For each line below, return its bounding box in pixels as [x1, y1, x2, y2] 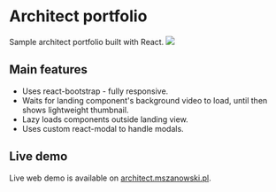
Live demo [9, 149, 68, 165]
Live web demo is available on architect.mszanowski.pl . [9, 173, 211, 183]
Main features [9, 62, 88, 77]
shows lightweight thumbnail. [21, 104, 129, 115]
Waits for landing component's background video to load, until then [21, 95, 268, 105]
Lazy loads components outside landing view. [21, 113, 188, 125]
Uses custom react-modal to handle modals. [21, 123, 184, 134]
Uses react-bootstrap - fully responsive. [21, 86, 169, 96]
